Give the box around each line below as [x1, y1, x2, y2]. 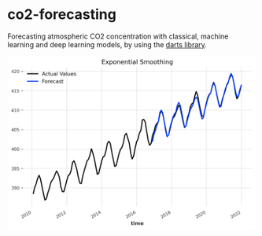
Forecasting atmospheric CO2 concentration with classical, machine [7, 31, 229, 41]
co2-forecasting [7, 6, 117, 24]
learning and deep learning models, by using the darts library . [7, 39, 208, 49]
